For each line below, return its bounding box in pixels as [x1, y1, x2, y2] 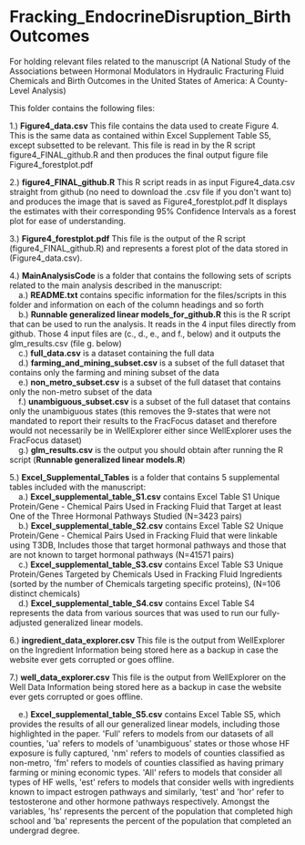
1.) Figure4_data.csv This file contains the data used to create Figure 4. [9, 120, 280, 131]
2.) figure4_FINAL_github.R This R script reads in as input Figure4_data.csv [9, 176, 296, 188]
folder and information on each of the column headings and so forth [9, 299, 264, 310]
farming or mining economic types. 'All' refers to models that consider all [9, 767, 282, 778]
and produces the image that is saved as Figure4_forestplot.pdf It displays [9, 196, 289, 207]
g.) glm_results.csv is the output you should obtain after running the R [17, 444, 284, 455]
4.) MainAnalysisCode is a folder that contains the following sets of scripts [9, 270, 292, 281]
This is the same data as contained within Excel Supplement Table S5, [9, 129, 271, 140]
